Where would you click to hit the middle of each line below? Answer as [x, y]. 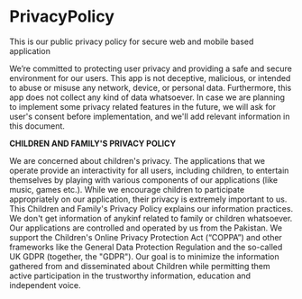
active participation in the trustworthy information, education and [130, 276]
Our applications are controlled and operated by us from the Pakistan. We [146, 228]
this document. [37, 126]
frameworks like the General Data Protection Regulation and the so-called [146, 247]
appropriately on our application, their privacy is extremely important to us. [148, 199]
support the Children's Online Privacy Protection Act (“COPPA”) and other [146, 237]
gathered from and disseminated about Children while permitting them [140, 266]
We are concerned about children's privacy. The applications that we [137, 160]
